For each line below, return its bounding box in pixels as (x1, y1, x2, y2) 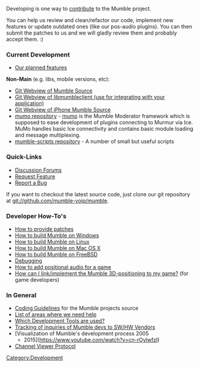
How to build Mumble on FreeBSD (14, 251, 98, 258)
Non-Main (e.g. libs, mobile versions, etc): (6, 76, 110, 83)
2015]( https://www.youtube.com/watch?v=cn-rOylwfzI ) (23, 337, 160, 344)
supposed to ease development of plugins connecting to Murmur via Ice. (14, 119, 193, 126)
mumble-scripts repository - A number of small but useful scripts (14, 138, 174, 145)
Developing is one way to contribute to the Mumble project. (6, 5, 151, 12)
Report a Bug (14, 179, 48, 186)
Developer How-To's (6, 212, 67, 220)
